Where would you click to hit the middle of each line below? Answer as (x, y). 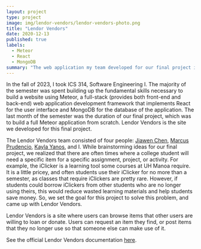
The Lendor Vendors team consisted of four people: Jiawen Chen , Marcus (98, 141)
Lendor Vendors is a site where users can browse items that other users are (100, 215)
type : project (24, 17)
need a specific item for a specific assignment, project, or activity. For (92, 160)
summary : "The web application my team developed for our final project (99, 67)
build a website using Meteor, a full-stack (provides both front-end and (94, 97)
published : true (26, 40)
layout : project (26, 12)
